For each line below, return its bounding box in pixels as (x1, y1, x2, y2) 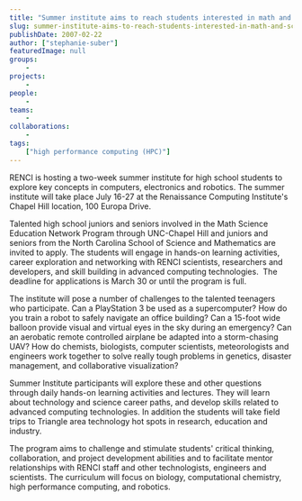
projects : (9, 72, 47, 81)
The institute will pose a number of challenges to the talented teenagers (9, 293, 276, 304)
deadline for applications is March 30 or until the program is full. (9, 276, 247, 287)
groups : (9, 55, 39, 64)
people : (9, 88, 39, 97)
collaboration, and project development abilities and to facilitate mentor (9, 452, 273, 463)
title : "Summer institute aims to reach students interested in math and (9, 13, 292, 23)
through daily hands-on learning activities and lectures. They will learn (9, 387, 271, 397)
